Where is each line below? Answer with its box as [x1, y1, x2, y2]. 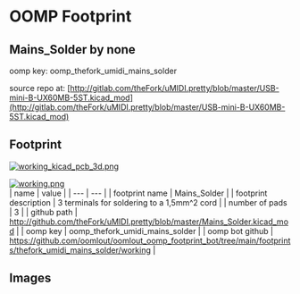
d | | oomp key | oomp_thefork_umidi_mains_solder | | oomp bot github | [9, 225, 274, 236]
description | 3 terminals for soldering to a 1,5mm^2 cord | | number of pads [9, 197, 287, 207]
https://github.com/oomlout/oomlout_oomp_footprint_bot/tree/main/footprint [9, 235, 291, 246]
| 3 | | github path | [9, 206, 79, 217]
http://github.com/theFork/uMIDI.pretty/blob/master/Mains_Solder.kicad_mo [9, 216, 288, 227]
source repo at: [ [9, 83, 71, 93]
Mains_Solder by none [9, 42, 136, 57]
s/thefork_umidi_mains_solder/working [9, 244, 152, 256]
